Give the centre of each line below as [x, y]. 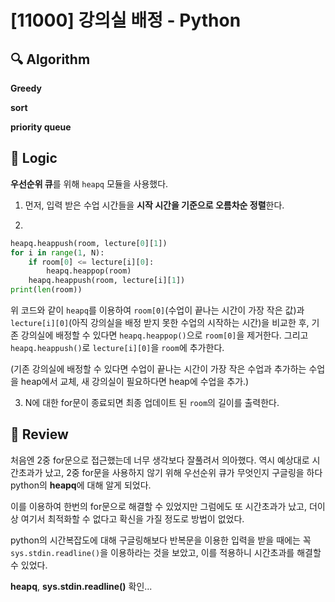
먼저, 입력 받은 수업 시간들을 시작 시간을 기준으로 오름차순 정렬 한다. [154, 205]
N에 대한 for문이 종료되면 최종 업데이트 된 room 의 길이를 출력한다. [152, 403]
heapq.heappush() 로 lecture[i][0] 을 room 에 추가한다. [117, 348]
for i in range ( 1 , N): [57, 252]
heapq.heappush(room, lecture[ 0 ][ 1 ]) [89, 243]
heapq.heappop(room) [89, 271]
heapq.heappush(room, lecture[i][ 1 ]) [107, 281]
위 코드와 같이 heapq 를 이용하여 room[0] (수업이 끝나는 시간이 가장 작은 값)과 [157, 310]
